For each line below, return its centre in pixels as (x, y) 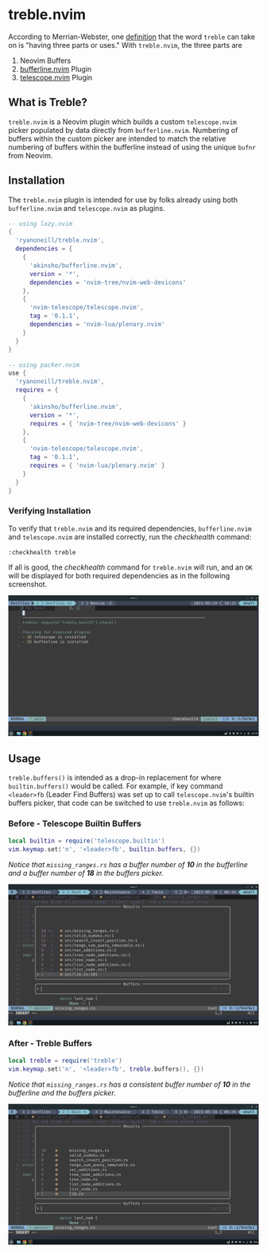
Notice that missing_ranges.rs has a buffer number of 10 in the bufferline (128, 865)
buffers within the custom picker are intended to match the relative (117, 138)
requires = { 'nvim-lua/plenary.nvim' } (97, 466)
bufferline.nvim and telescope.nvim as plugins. (87, 208)
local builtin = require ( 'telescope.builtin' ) (87, 841)
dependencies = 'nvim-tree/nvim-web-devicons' (108, 282)
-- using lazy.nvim (41, 224)
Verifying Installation (50, 511)
